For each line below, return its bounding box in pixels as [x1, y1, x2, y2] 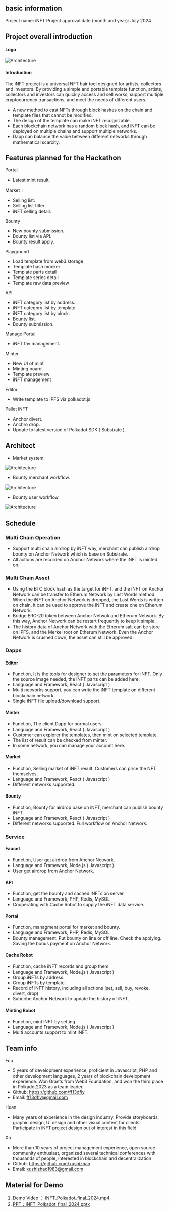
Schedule [5, 518, 36, 527]
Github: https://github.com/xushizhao [12, 1160, 91, 1166]
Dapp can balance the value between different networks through [12, 133, 147, 140]
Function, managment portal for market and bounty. [12, 924, 120, 930]
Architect [5, 441, 35, 450]
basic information [5, 4, 62, 13]
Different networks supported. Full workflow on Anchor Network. [12, 820, 148, 826]
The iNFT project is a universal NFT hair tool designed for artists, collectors [5, 81, 161, 87]
